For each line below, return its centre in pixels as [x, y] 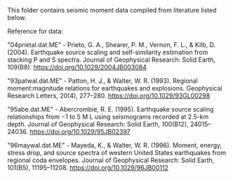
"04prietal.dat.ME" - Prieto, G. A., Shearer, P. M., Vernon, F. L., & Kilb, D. [112, 45]
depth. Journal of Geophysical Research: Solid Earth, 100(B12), [98, 124]
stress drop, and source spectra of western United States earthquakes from [117, 153]
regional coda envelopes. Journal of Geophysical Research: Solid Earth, [111, 160]
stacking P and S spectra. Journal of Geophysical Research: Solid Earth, [111, 60]
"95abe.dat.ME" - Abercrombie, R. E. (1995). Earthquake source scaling [111, 109]
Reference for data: [35, 31]
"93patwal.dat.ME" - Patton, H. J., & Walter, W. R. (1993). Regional [102, 81]
